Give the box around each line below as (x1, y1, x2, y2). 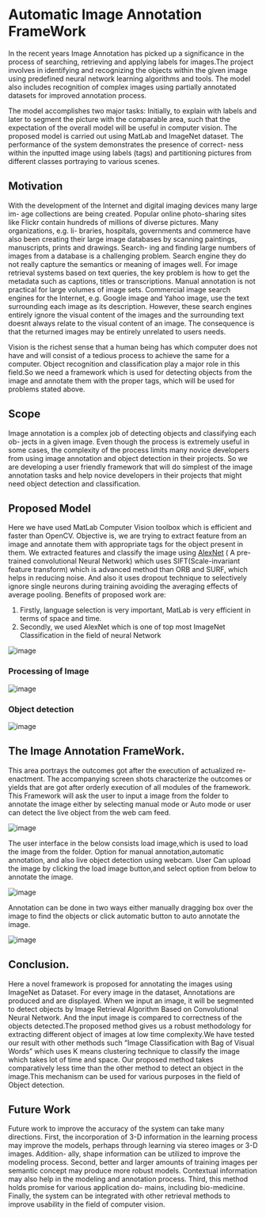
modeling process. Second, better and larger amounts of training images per (8, 1158, 258, 1167)
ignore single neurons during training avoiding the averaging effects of (8, 582, 238, 591)
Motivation (8, 180, 63, 193)
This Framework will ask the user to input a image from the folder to (8, 791, 230, 800)
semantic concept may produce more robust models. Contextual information (8, 1166, 257, 1176)
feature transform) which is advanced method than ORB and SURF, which (8, 565, 248, 574)
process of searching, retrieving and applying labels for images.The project (8, 57, 254, 67)
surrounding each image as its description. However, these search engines (8, 301, 253, 311)
